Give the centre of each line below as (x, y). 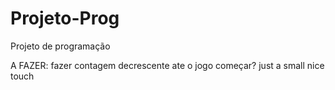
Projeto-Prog (65, 18)
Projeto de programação (60, 46)
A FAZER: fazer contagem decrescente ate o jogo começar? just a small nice (167, 65)
